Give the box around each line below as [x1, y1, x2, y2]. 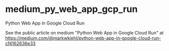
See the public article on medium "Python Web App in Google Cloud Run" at [5, 29, 164, 35]
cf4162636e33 [5, 40, 36, 46]
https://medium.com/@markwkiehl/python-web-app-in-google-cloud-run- [5, 35, 161, 41]
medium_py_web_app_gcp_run [5, 3, 138, 15]
